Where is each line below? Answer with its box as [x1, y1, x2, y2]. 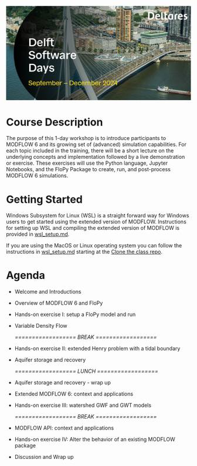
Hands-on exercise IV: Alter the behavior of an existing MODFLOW [14, 436, 176, 443]
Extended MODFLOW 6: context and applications [14, 390, 134, 397]
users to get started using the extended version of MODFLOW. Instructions [6, 218, 186, 225]
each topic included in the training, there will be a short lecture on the [6, 147, 174, 154]
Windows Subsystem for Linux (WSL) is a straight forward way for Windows [6, 212, 189, 219]
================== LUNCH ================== [14, 368, 158, 375]
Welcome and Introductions [14, 288, 81, 295]
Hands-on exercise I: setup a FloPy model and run [14, 311, 136, 318]
